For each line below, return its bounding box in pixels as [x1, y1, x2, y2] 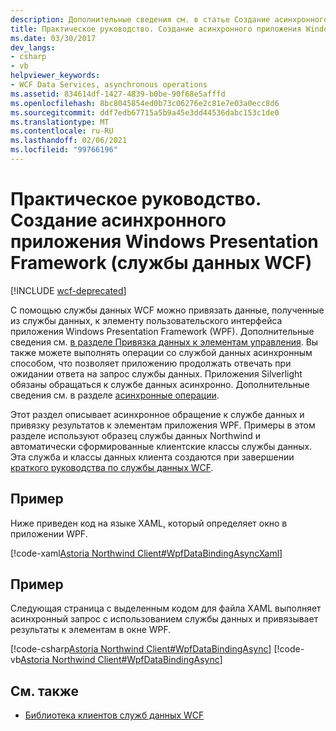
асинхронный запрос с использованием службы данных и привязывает [10, 613, 319, 625]
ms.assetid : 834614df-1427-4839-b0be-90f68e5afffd [10, 89, 226, 99]
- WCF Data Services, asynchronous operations [10, 80, 208, 90]
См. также [10, 682, 80, 700]
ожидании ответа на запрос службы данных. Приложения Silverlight [10, 367, 303, 380]
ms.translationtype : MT [10, 117, 110, 127]
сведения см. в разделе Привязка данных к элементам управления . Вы [10, 336, 319, 348]
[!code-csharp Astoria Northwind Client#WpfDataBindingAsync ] [10, 643, 272, 655]
